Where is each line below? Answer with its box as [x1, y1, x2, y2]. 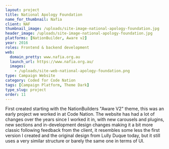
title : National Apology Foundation [5, 12, 82, 17]
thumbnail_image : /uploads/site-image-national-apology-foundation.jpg [5, 26, 159, 31]
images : [10, 64, 26, 69]
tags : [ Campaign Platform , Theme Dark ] [5, 82, 90, 87]
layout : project [5, 7, 39, 13]
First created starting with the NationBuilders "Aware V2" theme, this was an [5, 106, 164, 112]
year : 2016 [5, 40, 28, 45]
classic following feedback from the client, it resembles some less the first [5, 127, 160, 133]
